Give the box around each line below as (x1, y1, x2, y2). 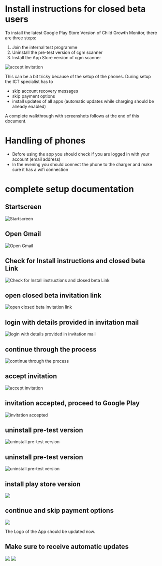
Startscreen (5, 203, 42, 211)
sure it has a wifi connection (12, 166, 69, 172)
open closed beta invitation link (5, 291, 102, 300)
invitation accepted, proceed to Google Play (5, 399, 140, 407)
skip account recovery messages (12, 88, 78, 94)
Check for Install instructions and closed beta (5, 257, 145, 265)
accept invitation (5, 372, 57, 381)
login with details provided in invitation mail (5, 318, 139, 326)
